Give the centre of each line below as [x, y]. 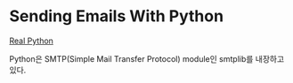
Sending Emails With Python [117, 16]
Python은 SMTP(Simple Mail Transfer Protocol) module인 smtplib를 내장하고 [147, 58]
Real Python [31, 41]
